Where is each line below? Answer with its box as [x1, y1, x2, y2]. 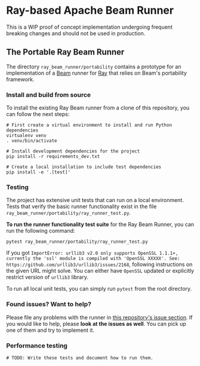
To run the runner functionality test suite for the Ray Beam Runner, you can [6, 221, 195, 228]
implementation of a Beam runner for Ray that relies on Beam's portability [6, 69, 187, 77]
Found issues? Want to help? [6, 300, 91, 309]
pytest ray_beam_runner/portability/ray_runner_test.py [6, 239, 148, 245]
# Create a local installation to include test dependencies [6, 164, 162, 170]
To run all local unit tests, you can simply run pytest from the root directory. [6, 285, 192, 292]
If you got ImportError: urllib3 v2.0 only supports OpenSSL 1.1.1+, [6, 249, 179, 257]
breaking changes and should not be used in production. [6, 29, 146, 36]
